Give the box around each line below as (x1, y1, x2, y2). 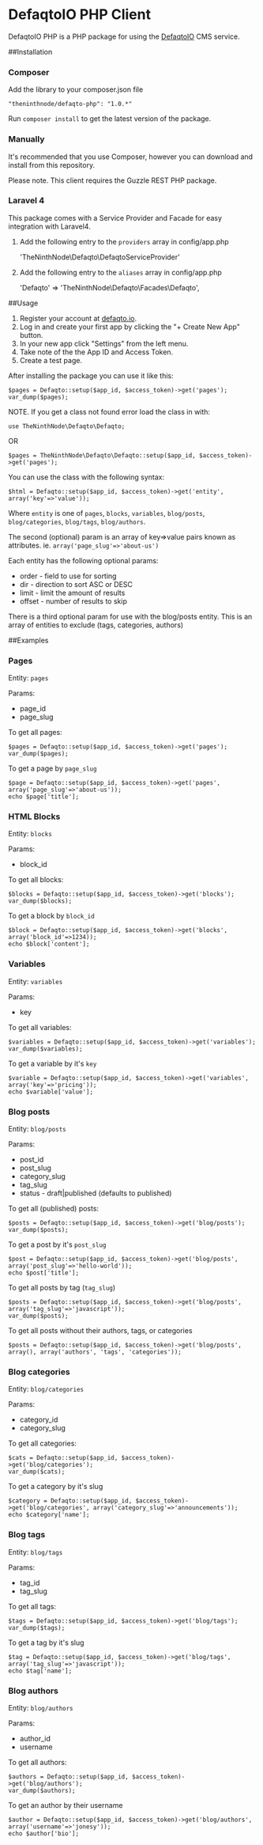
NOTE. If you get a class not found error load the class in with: (8, 407, 211, 416)
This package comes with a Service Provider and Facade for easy (8, 213, 223, 222)
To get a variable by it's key (8, 1059, 97, 1068)
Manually (8, 134, 45, 145)
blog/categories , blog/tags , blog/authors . (8, 517, 146, 526)
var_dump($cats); (8, 1468, 66, 1476)
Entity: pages (8, 673, 49, 683)
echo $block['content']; (8, 940, 90, 949)
